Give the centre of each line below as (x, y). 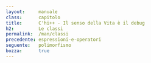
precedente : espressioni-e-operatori (54, 40)
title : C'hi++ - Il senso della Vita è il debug (75, 23)
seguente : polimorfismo (38, 46)
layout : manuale (32, 12)
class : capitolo (33, 17)
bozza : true (28, 51)
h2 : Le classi (34, 28)
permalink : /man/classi (37, 34)
